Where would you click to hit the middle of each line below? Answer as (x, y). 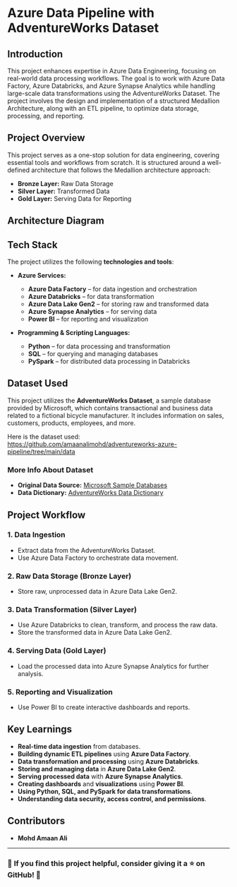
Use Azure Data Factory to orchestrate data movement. (98, 558)
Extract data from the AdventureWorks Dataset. (86, 550)
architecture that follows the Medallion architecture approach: (121, 170)
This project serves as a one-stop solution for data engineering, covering (114, 155)
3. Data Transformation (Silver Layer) (72, 610)
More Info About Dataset (50, 470)
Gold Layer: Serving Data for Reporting (74, 198)
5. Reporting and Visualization (60, 692)
